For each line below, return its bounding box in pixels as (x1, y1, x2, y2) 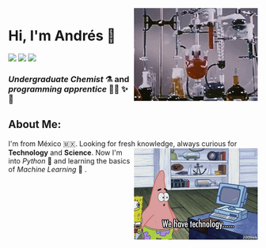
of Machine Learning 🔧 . (8, 164, 87, 174)
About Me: (8, 118, 62, 131)
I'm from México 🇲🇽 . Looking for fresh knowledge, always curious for (8, 138, 237, 148)
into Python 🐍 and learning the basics (8, 156, 131, 165)
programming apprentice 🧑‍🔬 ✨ (8, 83, 128, 94)
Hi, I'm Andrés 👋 (8, 27, 116, 45)
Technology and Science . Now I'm (8, 148, 123, 157)
